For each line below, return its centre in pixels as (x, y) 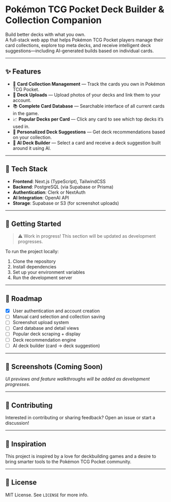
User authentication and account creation (56, 311)
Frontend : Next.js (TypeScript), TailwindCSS (59, 181)
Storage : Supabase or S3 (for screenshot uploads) (66, 203)
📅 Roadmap (24, 298)
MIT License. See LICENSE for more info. (47, 495)
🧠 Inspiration (26, 444)
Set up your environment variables (49, 272)
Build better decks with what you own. (45, 34)
